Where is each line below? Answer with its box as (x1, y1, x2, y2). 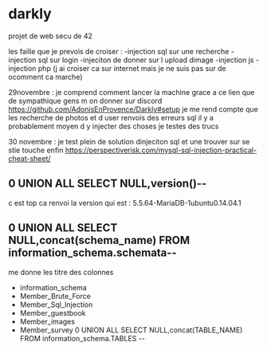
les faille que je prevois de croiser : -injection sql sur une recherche (8, 46, 230, 56)
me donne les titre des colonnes (8, 267, 114, 277)
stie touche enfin (8, 145, 64, 155)
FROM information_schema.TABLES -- (19, 333, 146, 343)
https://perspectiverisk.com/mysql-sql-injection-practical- (65, 145, 257, 155)
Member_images (19, 317, 76, 326)
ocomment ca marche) (8, 72, 83, 81)
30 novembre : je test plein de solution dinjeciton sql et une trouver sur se (8, 136, 250, 146)
